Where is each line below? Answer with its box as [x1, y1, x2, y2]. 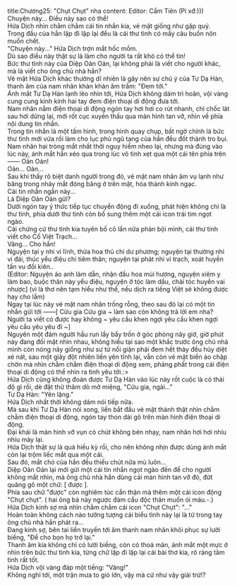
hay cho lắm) [7, 292, 45, 301]
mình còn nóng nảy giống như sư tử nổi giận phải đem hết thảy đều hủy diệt [7, 345, 227, 353]
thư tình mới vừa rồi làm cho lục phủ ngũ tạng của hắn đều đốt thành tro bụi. [7, 134, 229, 143]
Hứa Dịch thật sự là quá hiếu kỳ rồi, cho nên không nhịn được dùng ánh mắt [7, 443, 227, 451]
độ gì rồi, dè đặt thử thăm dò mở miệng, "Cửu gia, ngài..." [7, 383, 173, 391]
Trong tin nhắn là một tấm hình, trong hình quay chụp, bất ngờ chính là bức [7, 127, 224, 135]
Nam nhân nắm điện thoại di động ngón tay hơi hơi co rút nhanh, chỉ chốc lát [7, 105, 230, 113]
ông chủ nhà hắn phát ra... [7, 518, 84, 527]
